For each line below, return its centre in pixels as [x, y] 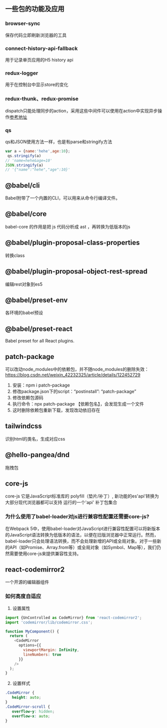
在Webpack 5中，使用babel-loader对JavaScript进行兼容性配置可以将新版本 [83, 528]
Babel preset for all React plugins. [40, 341]
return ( [19, 636]
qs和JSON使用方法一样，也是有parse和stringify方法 [59, 141]
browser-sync [23, 23]
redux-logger [22, 73]
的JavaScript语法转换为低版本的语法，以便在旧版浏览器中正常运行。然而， [82, 534]
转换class [15, 255]
